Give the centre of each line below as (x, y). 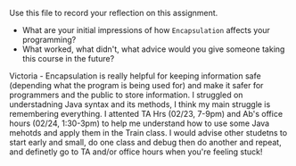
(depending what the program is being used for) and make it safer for (136, 85)
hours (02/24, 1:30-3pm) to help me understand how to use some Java (140, 123)
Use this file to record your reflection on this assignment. (114, 13)
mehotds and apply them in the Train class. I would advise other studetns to (148, 133)
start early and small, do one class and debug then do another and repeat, (146, 142)
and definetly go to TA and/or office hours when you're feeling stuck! (136, 152)
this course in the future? (68, 58)
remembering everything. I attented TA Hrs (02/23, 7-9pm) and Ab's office (146, 114)
